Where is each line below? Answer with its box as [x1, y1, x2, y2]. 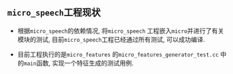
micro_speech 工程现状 [7, 6, 101, 19]
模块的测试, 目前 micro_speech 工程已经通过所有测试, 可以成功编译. [17, 35, 205, 43]
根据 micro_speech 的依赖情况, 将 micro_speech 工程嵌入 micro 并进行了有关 [17, 27, 225, 35]
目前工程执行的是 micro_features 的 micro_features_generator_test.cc [17, 50, 219, 58]
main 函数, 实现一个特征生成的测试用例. [23, 59, 134, 67]
